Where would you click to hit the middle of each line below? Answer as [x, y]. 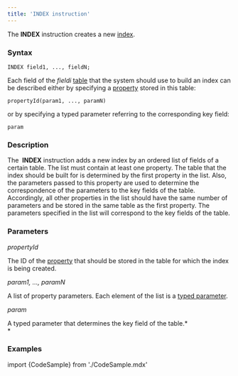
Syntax [20, 52]
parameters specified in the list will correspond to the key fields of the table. [119, 213]
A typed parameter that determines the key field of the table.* [98, 323]
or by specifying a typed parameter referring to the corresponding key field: [118, 114]
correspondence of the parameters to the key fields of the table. [101, 190]
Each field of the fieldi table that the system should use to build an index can [119, 80]
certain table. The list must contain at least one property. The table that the [117, 168]
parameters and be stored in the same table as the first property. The [109, 206]
